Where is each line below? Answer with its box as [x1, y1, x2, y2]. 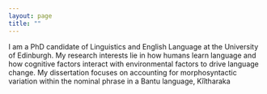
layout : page [8, 11, 53, 20]
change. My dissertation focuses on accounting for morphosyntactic [8, 67, 237, 77]
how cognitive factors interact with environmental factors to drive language [8, 58, 259, 69]
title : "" [8, 19, 42, 28]
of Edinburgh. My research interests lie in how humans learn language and [8, 50, 256, 60]
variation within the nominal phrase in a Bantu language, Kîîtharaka [8, 76, 231, 86]
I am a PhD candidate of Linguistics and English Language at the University [8, 41, 259, 51]
